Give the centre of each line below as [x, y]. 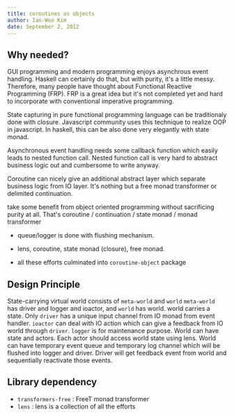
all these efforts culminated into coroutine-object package [102, 263]
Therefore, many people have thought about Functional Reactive [100, 86]
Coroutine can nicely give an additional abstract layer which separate [107, 179]
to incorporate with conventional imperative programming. [91, 101]
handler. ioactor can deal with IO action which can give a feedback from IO [115, 323]
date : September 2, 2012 [43, 26]
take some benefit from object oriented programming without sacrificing [111, 207]
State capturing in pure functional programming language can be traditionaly [117, 115]
